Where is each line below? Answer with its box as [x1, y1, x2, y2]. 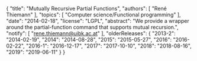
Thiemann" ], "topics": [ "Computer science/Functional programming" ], [6, 11, 182, 18]
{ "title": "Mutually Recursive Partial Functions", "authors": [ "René [6, 5, 167, 12]
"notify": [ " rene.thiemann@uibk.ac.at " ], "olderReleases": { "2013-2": [6, 30, 176, 37]
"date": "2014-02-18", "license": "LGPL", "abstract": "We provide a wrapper [6, 18, 189, 24]
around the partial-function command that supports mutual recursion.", [6, 23, 179, 30]
